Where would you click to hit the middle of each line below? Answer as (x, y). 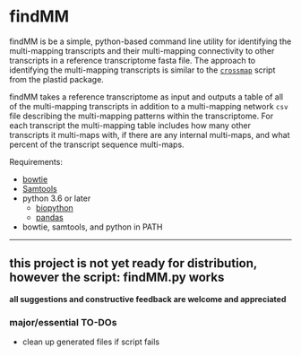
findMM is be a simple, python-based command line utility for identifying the (150, 41)
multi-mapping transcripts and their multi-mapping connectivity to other (142, 50)
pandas (50, 217)
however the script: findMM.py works (117, 278)
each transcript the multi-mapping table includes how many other (130, 125)
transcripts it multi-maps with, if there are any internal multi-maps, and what (150, 135)
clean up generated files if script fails (91, 342)
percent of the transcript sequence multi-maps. (97, 144)
